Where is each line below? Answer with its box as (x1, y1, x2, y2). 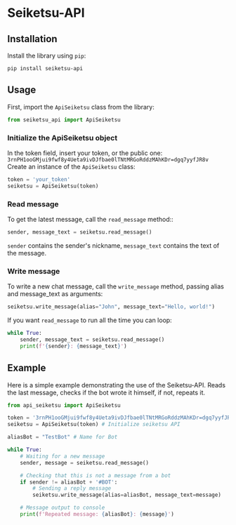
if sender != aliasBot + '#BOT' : (20, 479, 118, 486)
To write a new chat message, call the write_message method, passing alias (7, 282, 225, 291)
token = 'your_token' (7, 175, 71, 183)
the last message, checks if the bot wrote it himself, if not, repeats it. (7, 388, 206, 397)
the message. (7, 248, 47, 257)
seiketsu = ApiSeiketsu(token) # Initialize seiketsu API (7, 421, 181, 428)
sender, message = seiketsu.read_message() (20, 459, 150, 466)
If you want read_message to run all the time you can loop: (7, 316, 172, 324)
